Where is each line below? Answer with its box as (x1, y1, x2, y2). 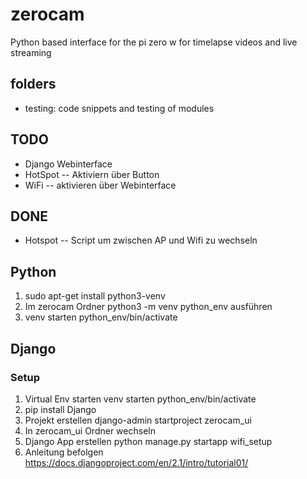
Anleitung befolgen (24, 446, 104, 458)
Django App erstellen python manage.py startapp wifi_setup (24, 435, 273, 447)
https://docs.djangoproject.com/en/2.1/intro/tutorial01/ (24, 456, 249, 468)
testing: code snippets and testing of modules (24, 102, 215, 114)
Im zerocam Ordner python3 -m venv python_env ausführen (24, 301, 273, 313)
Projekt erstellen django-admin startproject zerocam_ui (24, 414, 252, 426)
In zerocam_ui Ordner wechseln (24, 424, 156, 437)
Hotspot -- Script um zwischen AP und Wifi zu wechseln (24, 234, 258, 247)
